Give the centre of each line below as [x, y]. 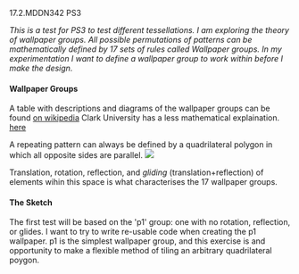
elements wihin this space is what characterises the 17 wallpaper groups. [144, 182]
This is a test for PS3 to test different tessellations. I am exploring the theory [149, 30]
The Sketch [31, 202]
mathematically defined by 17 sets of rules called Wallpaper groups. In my [146, 49]
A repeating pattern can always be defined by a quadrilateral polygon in [141, 145]
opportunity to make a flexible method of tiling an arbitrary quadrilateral [141, 251]
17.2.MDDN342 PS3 [46, 13]
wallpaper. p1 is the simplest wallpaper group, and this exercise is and [137, 241]
